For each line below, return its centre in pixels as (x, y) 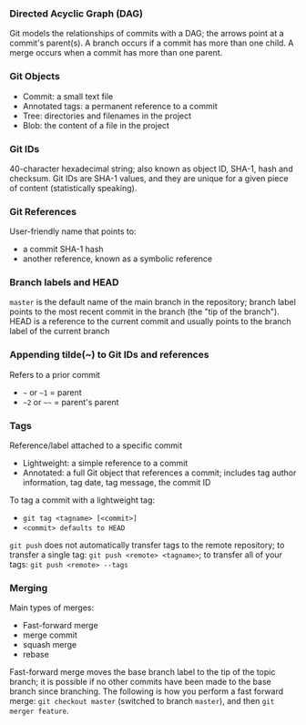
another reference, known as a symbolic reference (117, 259)
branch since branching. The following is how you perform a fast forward (147, 691)
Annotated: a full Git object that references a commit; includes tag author (159, 473)
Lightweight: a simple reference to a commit (105, 464)
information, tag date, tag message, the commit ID (117, 483)
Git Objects (35, 77)
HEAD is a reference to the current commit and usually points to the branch (150, 322)
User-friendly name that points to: (73, 231)
